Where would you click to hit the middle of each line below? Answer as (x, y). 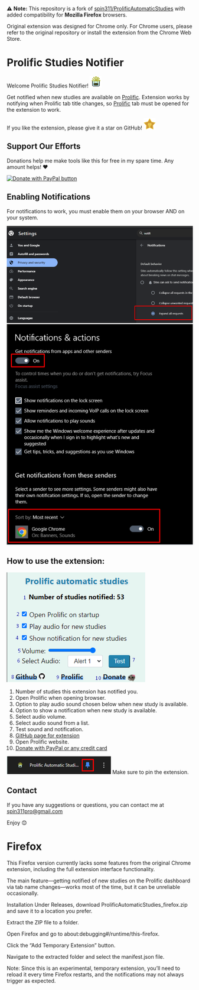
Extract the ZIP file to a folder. (43, 922)
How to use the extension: (56, 561)
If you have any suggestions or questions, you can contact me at (85, 805)
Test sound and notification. (49, 729)
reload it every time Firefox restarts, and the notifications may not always (95, 974)
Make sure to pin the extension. (150, 772)
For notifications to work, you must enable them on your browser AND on (96, 211)
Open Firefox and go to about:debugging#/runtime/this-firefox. (83, 934)
